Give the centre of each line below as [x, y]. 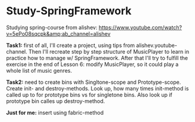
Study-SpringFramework [69, 11]
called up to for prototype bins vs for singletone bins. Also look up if [89, 95]
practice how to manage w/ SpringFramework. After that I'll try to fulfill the [97, 58]
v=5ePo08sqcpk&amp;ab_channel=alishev [59, 33]
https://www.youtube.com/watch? [140, 27]
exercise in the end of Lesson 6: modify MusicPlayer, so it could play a [92, 64]
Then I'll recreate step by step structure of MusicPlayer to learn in [109, 51]
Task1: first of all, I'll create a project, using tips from [70, 45]
